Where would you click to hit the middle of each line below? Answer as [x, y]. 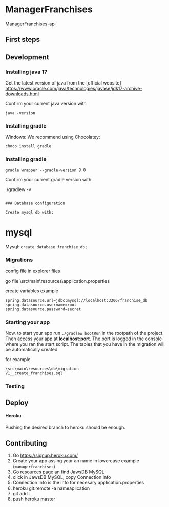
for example [18, 360]
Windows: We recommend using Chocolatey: [53, 137]
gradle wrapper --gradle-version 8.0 [46, 170]
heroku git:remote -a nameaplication [51, 488]
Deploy [17, 403]
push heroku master [34, 499]
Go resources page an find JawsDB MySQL [59, 472]
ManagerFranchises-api [31, 24]
